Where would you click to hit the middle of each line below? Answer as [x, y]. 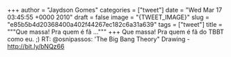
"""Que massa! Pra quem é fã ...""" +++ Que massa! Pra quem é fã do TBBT [116, 32]
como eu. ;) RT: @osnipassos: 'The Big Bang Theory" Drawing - [98, 39]
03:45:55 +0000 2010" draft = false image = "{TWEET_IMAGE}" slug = [109, 17]
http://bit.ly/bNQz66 [36, 46]
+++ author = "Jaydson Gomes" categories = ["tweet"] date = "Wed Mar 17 [115, 10]
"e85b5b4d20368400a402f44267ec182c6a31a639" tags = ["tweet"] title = [115, 24]
